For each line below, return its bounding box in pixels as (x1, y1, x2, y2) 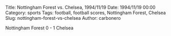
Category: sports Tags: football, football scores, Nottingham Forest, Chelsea (5, 10, 166, 16)
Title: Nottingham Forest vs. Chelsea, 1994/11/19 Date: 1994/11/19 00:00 (5, 5, 156, 10)
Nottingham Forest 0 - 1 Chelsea (5, 25, 74, 31)
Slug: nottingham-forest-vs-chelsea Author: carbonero (5, 15, 121, 21)
